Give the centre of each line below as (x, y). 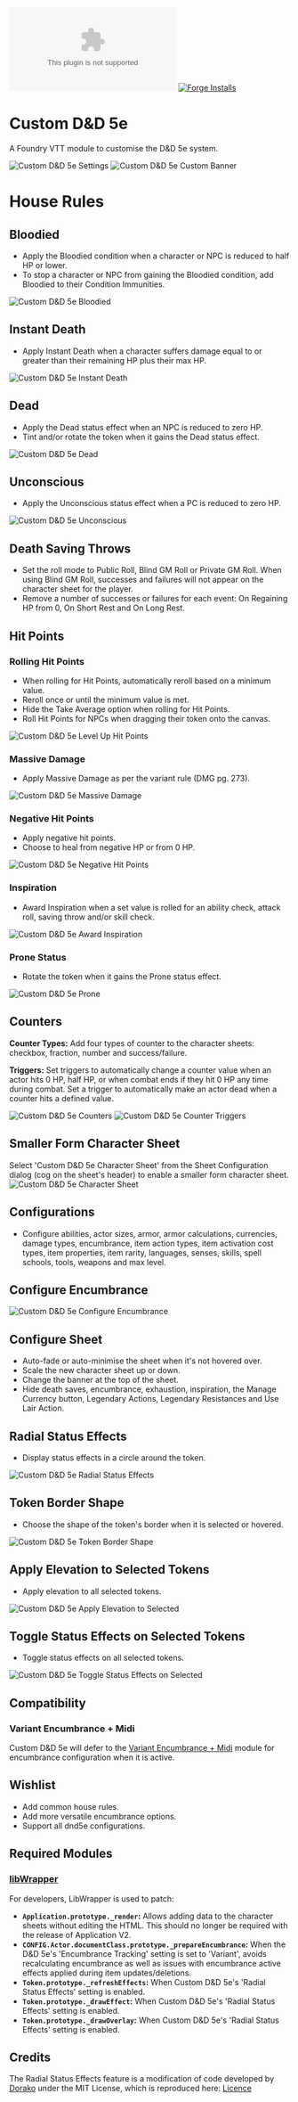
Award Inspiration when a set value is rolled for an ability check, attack (151, 907)
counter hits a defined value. (61, 1098)
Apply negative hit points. (69, 838)
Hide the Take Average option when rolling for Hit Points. (126, 709)
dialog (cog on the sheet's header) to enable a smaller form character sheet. (149, 1174)
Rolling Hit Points (47, 661)
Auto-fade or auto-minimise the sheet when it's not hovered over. (142, 1361)
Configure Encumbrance (79, 1290)
